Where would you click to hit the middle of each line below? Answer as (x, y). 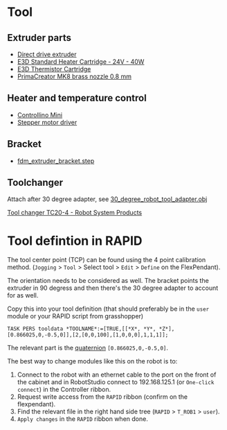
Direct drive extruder (47, 54)
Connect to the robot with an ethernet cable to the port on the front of (117, 375)
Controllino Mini (40, 114)
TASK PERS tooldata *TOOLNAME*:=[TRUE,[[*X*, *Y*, (82, 329)
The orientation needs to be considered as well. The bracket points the (108, 281)
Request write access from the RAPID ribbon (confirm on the (102, 397)
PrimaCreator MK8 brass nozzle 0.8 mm (74, 76)
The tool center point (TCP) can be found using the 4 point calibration (107, 260)
